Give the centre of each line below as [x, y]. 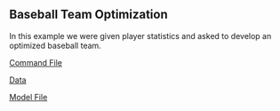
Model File [28, 97]
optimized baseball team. [56, 45]
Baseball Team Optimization [88, 15]
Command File [36, 62]
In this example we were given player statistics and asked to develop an [140, 36]
